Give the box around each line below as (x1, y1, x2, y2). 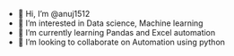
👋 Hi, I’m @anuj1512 (17, 9, 91, 19)
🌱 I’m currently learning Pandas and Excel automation (17, 28, 216, 37)
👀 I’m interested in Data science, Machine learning (17, 18, 204, 28)
